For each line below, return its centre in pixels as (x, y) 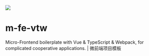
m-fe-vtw (26, 28)
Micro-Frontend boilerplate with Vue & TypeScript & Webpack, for (75, 42)
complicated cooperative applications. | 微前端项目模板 (63, 48)
